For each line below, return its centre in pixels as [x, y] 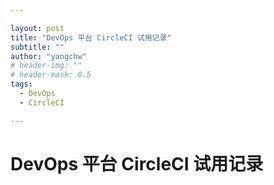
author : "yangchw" [48, 56]
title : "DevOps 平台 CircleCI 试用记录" [91, 37]
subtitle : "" [37, 47]
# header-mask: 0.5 [51, 75]
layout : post [37, 28]
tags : [21, 84]
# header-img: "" [46, 66]
